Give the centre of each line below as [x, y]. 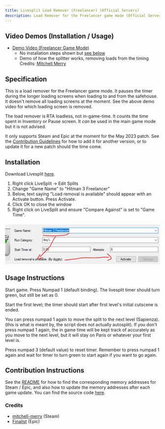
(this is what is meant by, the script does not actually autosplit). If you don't [81, 324]
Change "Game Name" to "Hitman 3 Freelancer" [61, 188]
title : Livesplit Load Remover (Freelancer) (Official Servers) [72, 10]
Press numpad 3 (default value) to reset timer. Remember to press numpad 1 [82, 350]
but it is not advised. [26, 127]
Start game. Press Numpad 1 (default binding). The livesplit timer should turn [82, 290]
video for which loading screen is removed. [49, 107]
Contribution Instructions [45, 371]
